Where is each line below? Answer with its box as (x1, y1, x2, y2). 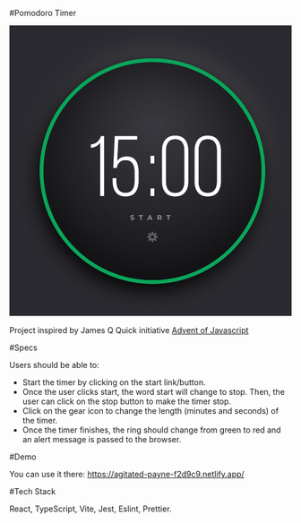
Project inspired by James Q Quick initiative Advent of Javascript (9, 325, 249, 336)
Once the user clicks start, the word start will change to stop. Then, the (21, 387, 285, 398)
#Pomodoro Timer (9, 8, 77, 18)
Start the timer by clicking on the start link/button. (21, 377, 206, 388)
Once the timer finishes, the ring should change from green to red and (21, 424, 281, 435)
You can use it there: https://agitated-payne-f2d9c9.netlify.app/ (9, 469, 245, 480)
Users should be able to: (9, 360, 100, 371)
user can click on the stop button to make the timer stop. (21, 396, 231, 407)
